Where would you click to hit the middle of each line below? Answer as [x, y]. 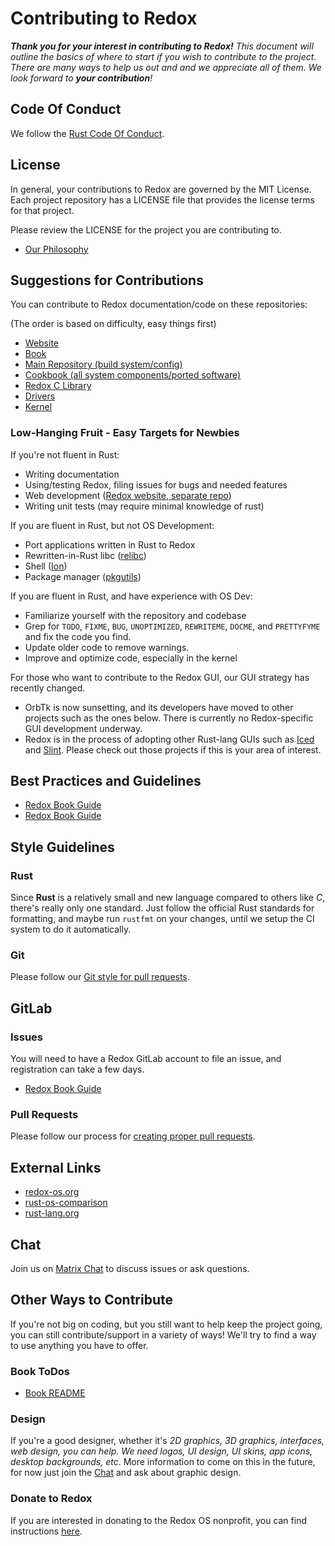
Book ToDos [40, 1371]
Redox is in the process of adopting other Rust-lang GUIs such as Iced [169, 739]
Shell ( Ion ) [46, 566]
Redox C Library [58, 386]
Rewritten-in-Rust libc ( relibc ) [85, 555]
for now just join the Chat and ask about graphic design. [126, 1473]
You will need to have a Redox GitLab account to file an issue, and [146, 1059]
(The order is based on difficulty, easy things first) [113, 324]
